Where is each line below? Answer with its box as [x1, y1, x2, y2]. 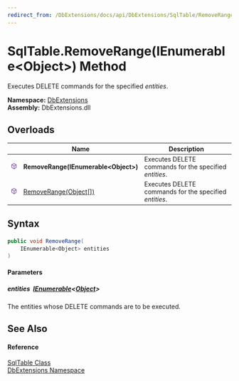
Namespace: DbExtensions [7, 95, 88, 104]
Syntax [7, 218, 40, 230]
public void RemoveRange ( [7, 237, 84, 245]
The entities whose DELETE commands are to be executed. [7, 302, 181, 310]
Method [79, 58, 127, 74]
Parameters [7, 268, 43, 276]
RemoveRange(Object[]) [23, 187, 95, 196]
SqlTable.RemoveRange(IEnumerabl [7, 43, 225, 59]
